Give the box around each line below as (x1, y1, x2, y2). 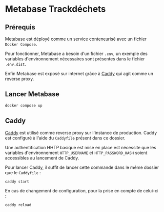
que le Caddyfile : (5, 169, 41, 175)
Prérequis (5, 23, 36, 31)
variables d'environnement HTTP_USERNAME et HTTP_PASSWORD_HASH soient (5, 150, 147, 156)
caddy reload (5, 203, 32, 208)
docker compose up (5, 103, 42, 108)
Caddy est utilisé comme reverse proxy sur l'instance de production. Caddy (5, 130, 157, 135)
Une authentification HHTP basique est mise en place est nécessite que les (5, 144, 157, 150)
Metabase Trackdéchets (5, 3, 106, 15)
